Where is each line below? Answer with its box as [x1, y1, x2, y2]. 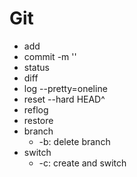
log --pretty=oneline [23, 82, 108, 94]
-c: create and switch [38, 157, 127, 169]
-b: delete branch [38, 135, 111, 147]
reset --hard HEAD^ [23, 93, 106, 105]
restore [23, 114, 54, 126]
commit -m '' [23, 50, 77, 62]
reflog [23, 103, 49, 116]
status [23, 61, 50, 73]
